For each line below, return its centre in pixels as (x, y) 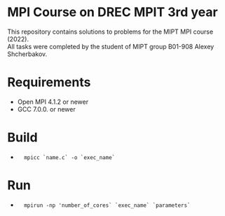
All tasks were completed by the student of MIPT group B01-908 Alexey (111, 46)
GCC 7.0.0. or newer (46, 109)
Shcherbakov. (27, 54)
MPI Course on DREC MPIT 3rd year (113, 12)
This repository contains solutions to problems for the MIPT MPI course (110, 32)
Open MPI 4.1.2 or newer (53, 102)
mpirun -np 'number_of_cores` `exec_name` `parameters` (107, 205)
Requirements (49, 82)
